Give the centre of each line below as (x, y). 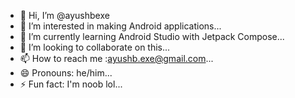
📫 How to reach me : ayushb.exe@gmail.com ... (116, 58)
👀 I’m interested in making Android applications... (120, 26)
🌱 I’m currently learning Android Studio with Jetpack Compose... (152, 36)
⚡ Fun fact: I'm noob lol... (71, 84)
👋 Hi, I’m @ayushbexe (64, 15)
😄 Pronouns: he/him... (66, 73)
